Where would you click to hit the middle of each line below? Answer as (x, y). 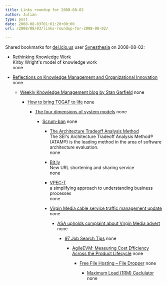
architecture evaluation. (74, 147)
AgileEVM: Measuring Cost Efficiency (110, 248)
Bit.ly (55, 162)
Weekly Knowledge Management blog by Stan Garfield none (82, 92)
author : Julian (21, 15)
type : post (16, 19)
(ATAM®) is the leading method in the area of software (105, 142)
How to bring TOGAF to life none (61, 102)
